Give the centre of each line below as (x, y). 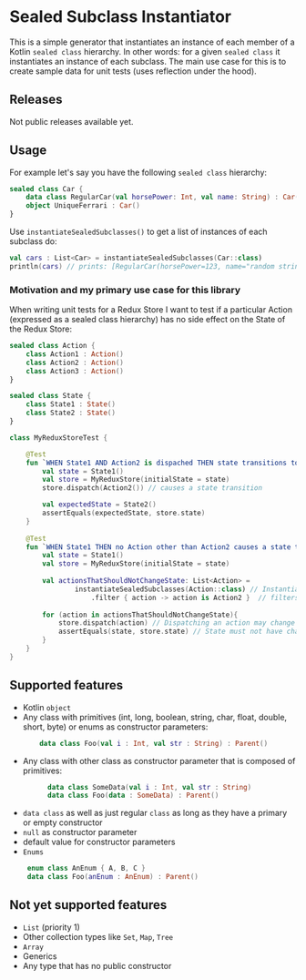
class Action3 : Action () (75, 371)
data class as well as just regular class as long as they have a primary (155, 813)
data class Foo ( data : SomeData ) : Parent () (133, 796)
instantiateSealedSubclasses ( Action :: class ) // (166, 589)
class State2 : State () (71, 413)
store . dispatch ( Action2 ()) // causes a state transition (152, 488)
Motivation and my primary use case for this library (125, 290)
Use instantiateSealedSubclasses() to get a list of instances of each (138, 232)
